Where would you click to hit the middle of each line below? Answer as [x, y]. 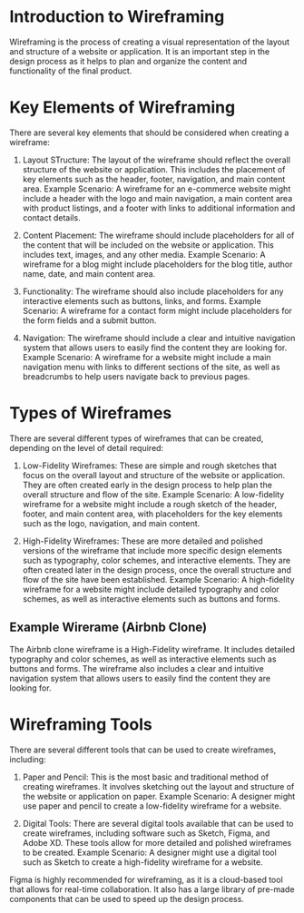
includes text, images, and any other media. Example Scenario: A [144, 254]
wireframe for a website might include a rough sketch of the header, [149, 504]
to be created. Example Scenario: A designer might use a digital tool [149, 852]
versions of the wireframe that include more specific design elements [152, 550]
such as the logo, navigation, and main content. [111, 523]
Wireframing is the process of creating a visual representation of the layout [150, 42]
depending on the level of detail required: [87, 447]
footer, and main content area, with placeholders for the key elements [152, 514]
